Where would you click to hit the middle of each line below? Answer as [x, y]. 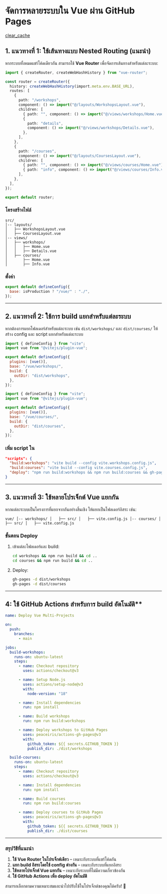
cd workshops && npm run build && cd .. [55, 556]
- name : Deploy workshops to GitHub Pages [63, 730]
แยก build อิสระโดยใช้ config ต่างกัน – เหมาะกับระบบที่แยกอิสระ [67, 865]
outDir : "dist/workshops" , [42, 376]
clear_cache [18, 35]
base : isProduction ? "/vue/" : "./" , [50, 291]
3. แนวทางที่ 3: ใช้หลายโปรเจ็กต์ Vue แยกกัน [62, 497]
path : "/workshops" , [40, 100]
